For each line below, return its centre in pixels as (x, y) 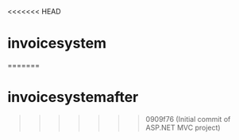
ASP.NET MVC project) (183, 127)
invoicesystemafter (73, 97)
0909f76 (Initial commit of (188, 119)
